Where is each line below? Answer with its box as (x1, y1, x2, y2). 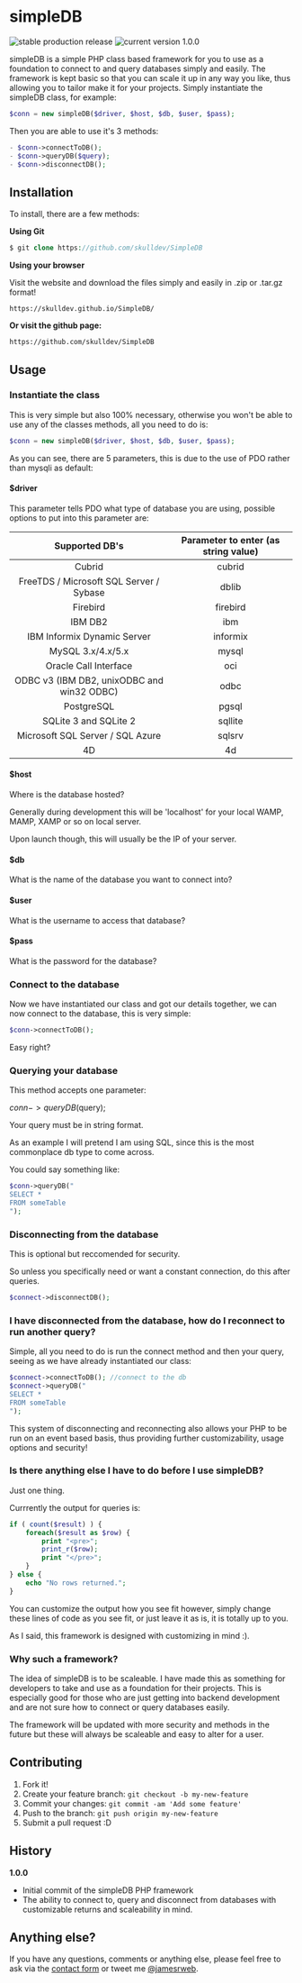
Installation (9, 185, 74, 200)
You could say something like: (9, 1164, 120, 1175)
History (9, 1843, 52, 1859)
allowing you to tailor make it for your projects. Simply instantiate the (9, 82, 263, 93)
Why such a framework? (9, 1652, 119, 1665)
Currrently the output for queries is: (9, 1502, 141, 1513)
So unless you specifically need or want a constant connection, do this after (9, 1266, 290, 1277)
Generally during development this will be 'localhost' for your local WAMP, (9, 806, 284, 817)
